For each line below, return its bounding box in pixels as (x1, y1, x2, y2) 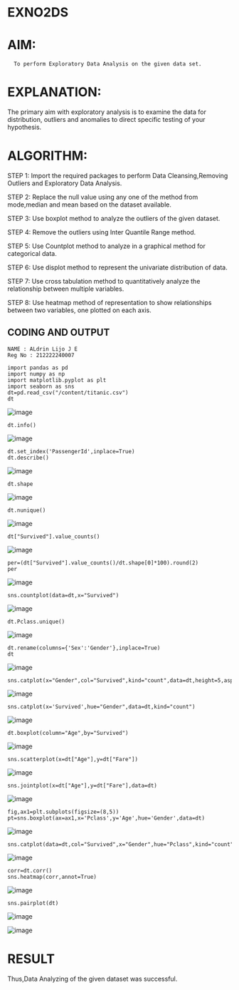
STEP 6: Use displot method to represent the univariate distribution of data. (7, 263, 228, 272)
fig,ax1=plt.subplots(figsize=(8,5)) (7, 808, 119, 815)
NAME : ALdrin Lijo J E (7, 345, 78, 353)
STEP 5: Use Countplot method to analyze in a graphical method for (7, 242, 206, 250)
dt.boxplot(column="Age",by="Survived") (7, 729, 129, 736)
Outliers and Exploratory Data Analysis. (7, 179, 122, 187)
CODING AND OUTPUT (7, 326, 110, 339)
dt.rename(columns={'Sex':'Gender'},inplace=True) (7, 644, 161, 651)
